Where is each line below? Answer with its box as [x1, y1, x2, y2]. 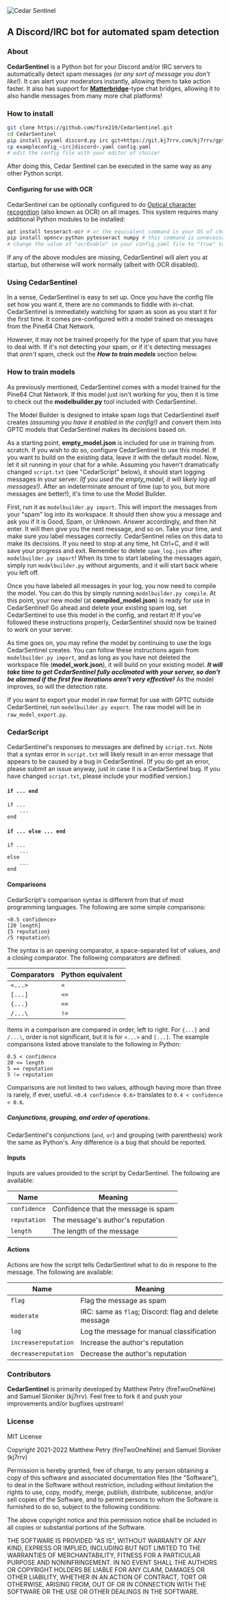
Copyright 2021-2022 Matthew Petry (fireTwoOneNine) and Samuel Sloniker [7, 1445, 221, 1454]
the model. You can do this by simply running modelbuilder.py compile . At [7, 589, 216, 597]
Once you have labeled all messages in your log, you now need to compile [7, 581, 217, 589]
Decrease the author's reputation [80, 1349, 187, 1358]
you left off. [7, 568, 40, 576]
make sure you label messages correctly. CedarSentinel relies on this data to [7, 532, 224, 540]
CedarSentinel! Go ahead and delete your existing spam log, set [7, 603, 187, 611]
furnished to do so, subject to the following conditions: [7, 1502, 161, 1511]
